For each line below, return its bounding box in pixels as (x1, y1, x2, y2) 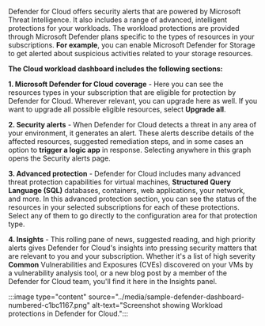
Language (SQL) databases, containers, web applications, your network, (8, 186, 245, 195)
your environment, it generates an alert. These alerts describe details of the (8, 128, 255, 138)
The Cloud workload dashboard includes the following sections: (8, 64, 223, 74)
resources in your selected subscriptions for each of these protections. (8, 203, 240, 212)
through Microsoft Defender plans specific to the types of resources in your (8, 32, 255, 41)
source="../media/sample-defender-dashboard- (88, 292, 245, 301)
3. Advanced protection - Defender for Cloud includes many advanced (8, 169, 241, 178)
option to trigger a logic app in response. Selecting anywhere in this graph (8, 146, 252, 154)
